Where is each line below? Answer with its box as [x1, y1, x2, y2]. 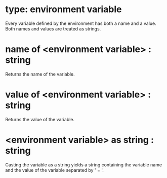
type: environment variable [5, 4, 122, 15]
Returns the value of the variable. [5, 116, 75, 122]
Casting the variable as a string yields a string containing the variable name [5, 161, 162, 168]
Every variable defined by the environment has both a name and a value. [5, 20, 157, 26]
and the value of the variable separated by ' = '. [5, 167, 104, 173]
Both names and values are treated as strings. [5, 25, 101, 31]
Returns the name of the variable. [5, 71, 75, 77]
